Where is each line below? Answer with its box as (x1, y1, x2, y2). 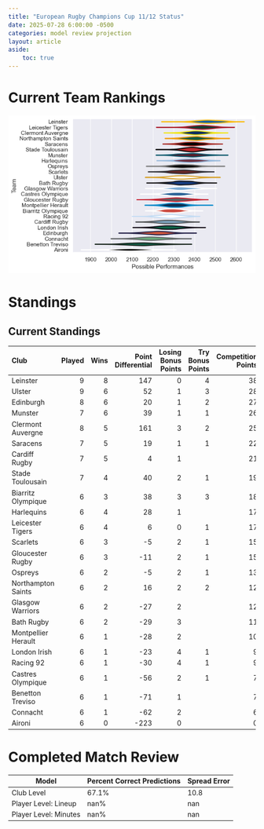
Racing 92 (11, 658, 45, 667)
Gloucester (11, 548, 47, 557)
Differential (115, 360, 152, 369)
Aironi (11, 718, 31, 728)
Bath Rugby (11, 617, 49, 626)
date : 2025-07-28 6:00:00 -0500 (8, 20, 114, 29)
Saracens (11, 438, 42, 447)
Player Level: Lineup (11, 798, 77, 808)
